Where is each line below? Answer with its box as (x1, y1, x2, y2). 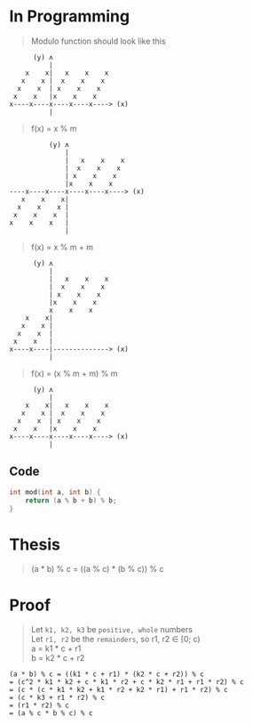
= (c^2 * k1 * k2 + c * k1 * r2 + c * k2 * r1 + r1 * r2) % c (9, 678, 244, 687)
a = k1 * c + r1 (30, 643, 82, 654)
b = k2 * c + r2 (30, 653, 85, 664)
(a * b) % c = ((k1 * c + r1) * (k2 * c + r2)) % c (9, 670, 204, 679)
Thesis (9, 534, 60, 554)
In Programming (9, 6, 130, 27)
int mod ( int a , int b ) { (9, 487, 101, 496)
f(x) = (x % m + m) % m (30, 368, 118, 379)
